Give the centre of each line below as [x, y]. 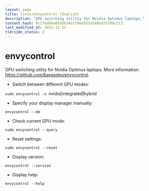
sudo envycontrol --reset [31, 148]
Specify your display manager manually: [52, 103]
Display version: [28, 156]
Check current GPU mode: [39, 121]
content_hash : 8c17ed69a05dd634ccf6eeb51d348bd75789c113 [64, 23]
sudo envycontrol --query [31, 130]
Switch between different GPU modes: [50, 84]
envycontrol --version [28, 166]
